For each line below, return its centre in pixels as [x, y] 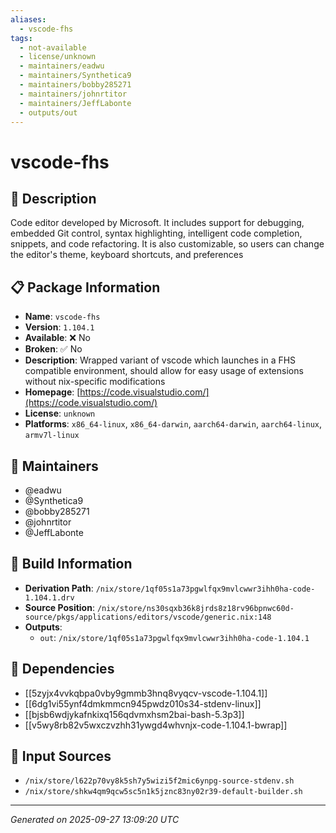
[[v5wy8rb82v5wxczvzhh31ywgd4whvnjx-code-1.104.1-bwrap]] [156, 725]
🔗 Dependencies [62, 669]
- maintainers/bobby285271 [75, 85]
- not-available [53, 47]
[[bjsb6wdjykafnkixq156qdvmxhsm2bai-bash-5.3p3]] [134, 714]
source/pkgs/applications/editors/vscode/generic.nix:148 [148, 617]
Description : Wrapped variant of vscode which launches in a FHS [160, 360]
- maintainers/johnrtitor [73, 94]
